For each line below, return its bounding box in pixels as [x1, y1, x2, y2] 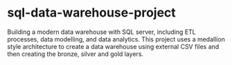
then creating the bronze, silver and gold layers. [7, 50, 144, 58]
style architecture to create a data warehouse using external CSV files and [7, 42, 220, 50]
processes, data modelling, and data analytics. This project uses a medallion [7, 35, 225, 43]
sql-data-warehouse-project [7, 5, 177, 21]
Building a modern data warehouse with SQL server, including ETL [7, 28, 196, 36]
